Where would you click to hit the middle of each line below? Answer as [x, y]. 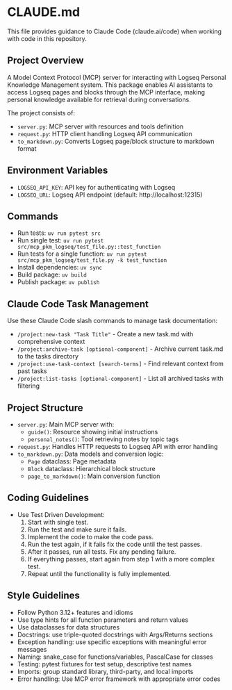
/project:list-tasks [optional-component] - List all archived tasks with [120, 379]
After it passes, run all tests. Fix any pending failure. [102, 551]
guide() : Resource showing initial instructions [93, 432]
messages [32, 649]
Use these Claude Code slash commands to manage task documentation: [112, 321]
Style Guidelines [43, 596]
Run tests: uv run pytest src [59, 233]
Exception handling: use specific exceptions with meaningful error [112, 642]
